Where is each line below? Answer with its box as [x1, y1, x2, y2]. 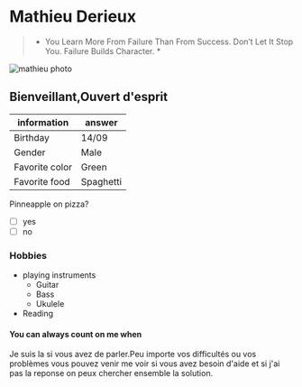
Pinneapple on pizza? [9, 198, 89, 209]
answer [85, 115, 118, 128]
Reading [22, 309, 54, 319]
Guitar [35, 280, 59, 290]
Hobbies [9, 249, 48, 262]
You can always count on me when [9, 328, 142, 339]
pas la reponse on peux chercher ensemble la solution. [9, 368, 214, 379]
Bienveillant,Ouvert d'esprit [9, 89, 169, 105]
